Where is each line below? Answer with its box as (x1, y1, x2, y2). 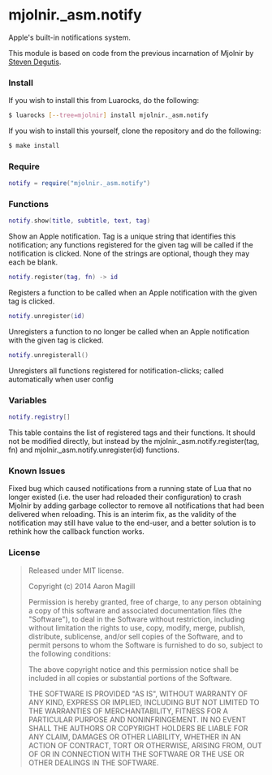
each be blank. (8, 257, 58, 267)
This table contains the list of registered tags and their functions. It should (8, 428, 256, 437)
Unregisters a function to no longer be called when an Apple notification (8, 327, 250, 337)
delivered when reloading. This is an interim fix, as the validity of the (8, 510, 237, 519)
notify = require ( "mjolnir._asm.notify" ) (8, 179, 151, 187)
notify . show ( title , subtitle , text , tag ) (8, 217, 151, 225)
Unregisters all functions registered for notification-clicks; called (8, 365, 224, 375)
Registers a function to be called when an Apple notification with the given (8, 288, 257, 298)
